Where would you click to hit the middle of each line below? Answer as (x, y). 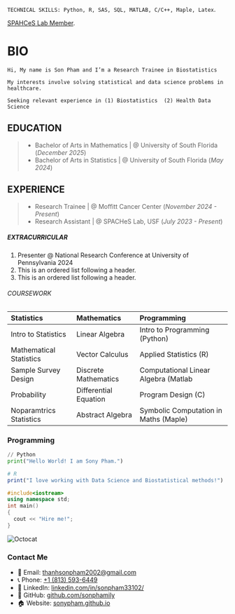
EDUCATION (35, 128)
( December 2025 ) (60, 152)
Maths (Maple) (164, 419)
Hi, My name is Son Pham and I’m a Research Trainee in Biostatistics (112, 70)
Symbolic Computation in (181, 410)
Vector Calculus (102, 354)
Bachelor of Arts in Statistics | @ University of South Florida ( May (129, 160)
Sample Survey (36, 370)
